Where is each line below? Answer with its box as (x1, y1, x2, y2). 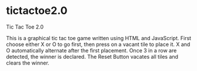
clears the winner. (6, 59, 50, 66)
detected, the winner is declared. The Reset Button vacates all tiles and (6, 53, 178, 60)
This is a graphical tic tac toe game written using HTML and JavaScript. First (6, 34, 192, 41)
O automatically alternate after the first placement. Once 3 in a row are (6, 47, 177, 54)
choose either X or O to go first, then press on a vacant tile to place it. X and (6, 41, 191, 48)
